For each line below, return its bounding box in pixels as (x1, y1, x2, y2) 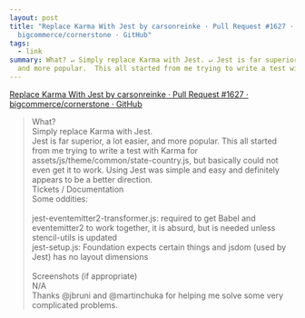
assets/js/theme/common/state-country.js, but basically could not (31, 154, 279, 165)
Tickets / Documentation (31, 184, 124, 194)
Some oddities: (31, 193, 89, 204)
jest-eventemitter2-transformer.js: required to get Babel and (31, 213, 256, 224)
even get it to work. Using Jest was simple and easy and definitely (31, 164, 280, 175)
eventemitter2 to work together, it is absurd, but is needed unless (31, 222, 276, 233)
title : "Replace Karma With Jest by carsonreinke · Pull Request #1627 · (9, 22, 295, 31)
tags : (9, 38, 30, 48)
